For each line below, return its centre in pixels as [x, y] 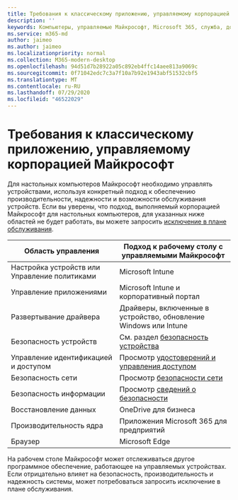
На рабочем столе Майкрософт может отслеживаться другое [101, 459]
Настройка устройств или [56, 267]
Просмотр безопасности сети [171, 378]
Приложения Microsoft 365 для [173, 421]
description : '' [31, 21]
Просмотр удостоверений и [168, 357]
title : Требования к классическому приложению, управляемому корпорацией [119, 14]
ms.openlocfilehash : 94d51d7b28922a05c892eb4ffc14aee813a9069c [103, 66]
